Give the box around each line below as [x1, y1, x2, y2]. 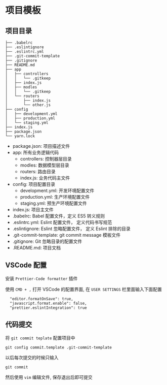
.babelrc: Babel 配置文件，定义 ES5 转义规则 [12, 213, 105, 219]
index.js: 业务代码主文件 [20, 175, 70, 181]
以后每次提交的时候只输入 [5, 354, 59, 361]
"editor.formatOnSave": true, [10, 296, 73, 301]
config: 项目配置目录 [12, 181, 56, 187]
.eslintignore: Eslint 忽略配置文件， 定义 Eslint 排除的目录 [12, 226, 131, 232]
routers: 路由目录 [20, 169, 56, 174]
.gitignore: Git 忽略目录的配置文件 [12, 238, 82, 244]
